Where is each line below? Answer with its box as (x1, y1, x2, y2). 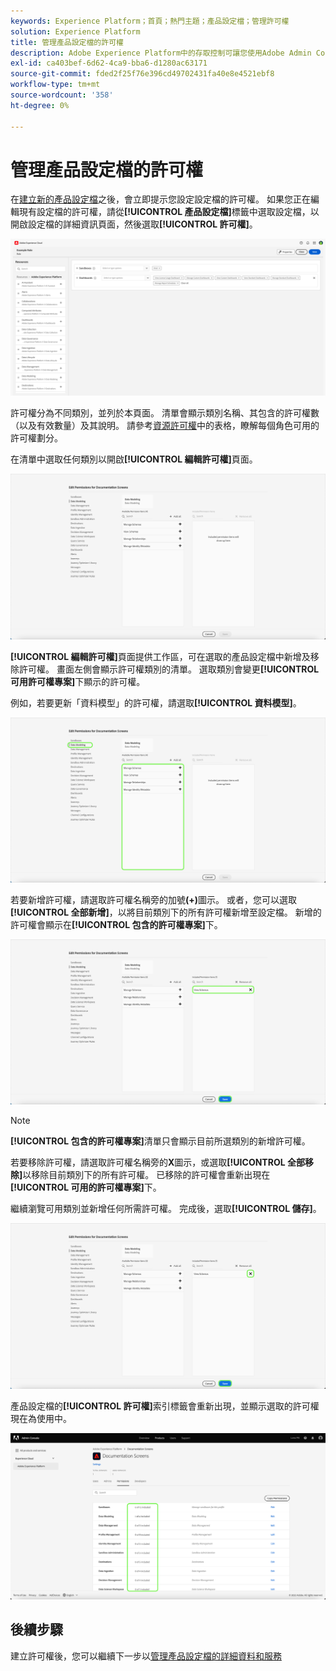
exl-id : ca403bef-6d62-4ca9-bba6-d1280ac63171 (10, 58, 208, 69)
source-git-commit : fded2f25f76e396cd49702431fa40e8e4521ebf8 (10, 69, 275, 79)
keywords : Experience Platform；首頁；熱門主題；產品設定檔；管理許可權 (10, 16, 290, 26)
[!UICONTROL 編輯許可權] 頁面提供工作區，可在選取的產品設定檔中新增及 (10, 650, 311, 662)
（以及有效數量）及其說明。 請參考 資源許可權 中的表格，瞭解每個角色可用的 (10, 420, 320, 432)
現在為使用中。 (10, 1412, 72, 1424)
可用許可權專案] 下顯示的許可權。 (10, 675, 146, 687)
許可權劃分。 (10, 432, 63, 444)
